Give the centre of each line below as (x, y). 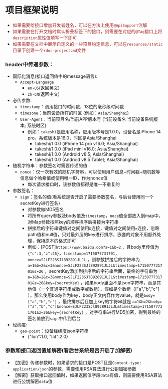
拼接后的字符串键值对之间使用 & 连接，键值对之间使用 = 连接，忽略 (93, 228)
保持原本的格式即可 (56, 241)
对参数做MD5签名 (46, 210)
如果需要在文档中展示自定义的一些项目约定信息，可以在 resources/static (88, 44)
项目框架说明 (32, 10)
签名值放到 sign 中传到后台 (54, 318)
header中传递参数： (30, 64)
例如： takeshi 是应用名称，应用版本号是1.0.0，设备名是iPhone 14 (94, 132)
